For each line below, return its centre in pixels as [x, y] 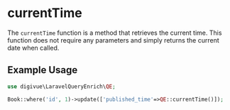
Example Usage [43, 70]
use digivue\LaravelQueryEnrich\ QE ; [61, 87]
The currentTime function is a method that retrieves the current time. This [115, 33]
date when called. [33, 48]
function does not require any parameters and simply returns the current [114, 40]
